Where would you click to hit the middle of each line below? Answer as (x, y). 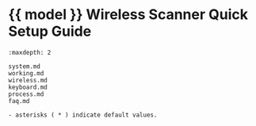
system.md (25, 66)
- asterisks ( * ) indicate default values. (83, 115)
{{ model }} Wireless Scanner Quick (128, 15)
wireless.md (28, 80)
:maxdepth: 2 (30, 52)
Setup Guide (50, 31)
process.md (26, 94)
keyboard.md (28, 87)
